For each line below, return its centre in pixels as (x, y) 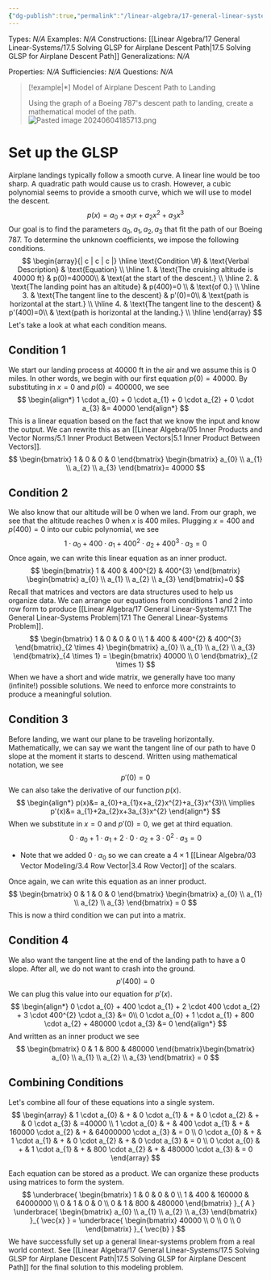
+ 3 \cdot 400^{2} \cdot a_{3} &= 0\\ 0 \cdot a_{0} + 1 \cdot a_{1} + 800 (135, 1014)
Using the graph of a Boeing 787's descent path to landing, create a (141, 102)
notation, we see (36, 764)
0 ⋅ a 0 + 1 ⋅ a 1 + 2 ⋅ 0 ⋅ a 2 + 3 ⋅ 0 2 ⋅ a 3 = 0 (135, 838)
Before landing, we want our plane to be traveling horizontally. (112, 738)
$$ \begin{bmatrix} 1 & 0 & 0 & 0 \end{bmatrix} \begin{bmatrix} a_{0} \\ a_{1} (135, 459)
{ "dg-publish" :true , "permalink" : (65, 16)
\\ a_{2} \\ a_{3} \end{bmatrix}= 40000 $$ (135, 467)
